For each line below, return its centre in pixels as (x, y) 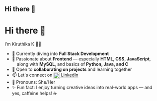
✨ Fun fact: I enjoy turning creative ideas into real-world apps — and (82, 88)
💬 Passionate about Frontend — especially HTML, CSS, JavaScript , (81, 59)
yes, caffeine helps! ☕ (34, 93)
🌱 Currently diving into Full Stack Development (60, 54)
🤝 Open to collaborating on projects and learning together (72, 69)
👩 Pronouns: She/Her (34, 82)
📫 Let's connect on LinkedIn (45, 75)
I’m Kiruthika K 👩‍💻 (23, 44)
